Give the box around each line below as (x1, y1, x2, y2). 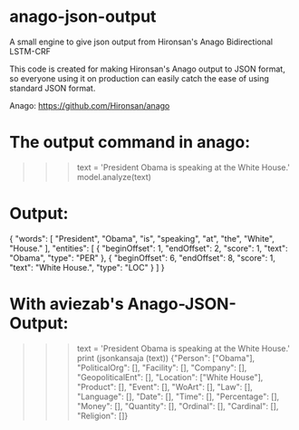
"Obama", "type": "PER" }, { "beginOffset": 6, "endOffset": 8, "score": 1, (9, 252, 276, 263)
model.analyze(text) (76, 171, 152, 182)
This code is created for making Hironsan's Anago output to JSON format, (9, 63, 285, 74)
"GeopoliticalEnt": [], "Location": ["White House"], (76, 371, 264, 382)
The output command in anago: (9, 132, 251, 153)
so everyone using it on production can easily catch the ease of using (9, 72, 270, 83)
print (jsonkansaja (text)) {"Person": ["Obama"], (76, 352, 256, 363)
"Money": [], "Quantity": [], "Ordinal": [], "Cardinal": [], (76, 400, 279, 411)
